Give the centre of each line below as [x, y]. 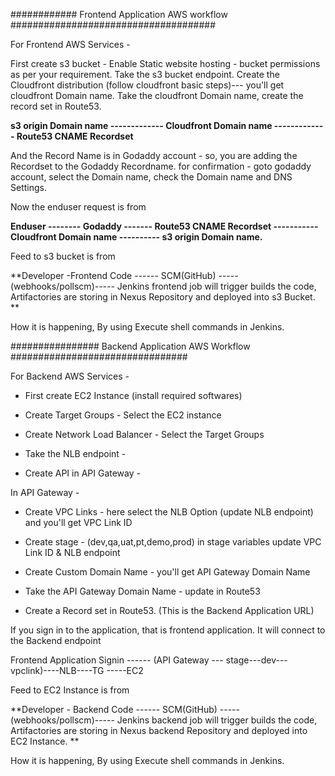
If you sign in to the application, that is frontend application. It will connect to [168, 630]
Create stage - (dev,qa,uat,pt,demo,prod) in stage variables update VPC [173, 542]
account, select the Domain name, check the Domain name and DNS [151, 177]
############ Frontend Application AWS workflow [119, 14]
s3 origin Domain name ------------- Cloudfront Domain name [141, 125]
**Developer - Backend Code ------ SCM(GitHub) [114, 709]
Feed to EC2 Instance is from [70, 690]
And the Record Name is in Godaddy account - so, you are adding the [154, 155]
